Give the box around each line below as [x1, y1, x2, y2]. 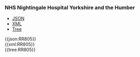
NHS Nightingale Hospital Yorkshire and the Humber [5, 4, 135, 11]
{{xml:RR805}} [5, 41, 35, 47]
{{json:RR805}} [5, 36, 36, 42]
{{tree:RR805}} [5, 47, 36, 53]
